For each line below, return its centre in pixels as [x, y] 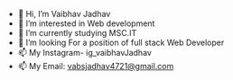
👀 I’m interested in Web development [86, 23]
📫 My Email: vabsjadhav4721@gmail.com [96, 66]
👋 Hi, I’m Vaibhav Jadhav [64, 14]
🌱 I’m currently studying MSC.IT [77, 33]
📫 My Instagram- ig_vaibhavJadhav [84, 53]
